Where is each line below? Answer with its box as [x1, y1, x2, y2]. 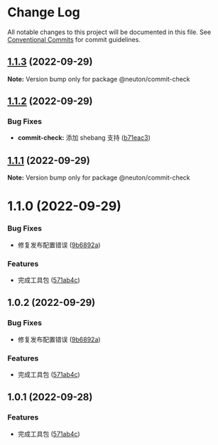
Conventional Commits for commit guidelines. [7, 35, 141, 43]
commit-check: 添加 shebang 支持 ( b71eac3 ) [17, 133, 151, 142]
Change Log [7, 4, 80, 21]
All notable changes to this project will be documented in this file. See [7, 28, 212, 36]
